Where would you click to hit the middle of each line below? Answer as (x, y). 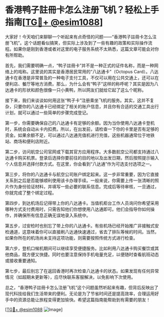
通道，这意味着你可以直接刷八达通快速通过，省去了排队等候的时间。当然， (84, 232)
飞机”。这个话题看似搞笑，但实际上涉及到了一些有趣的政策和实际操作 (79, 43)
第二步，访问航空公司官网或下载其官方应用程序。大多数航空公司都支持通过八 (82, 152)
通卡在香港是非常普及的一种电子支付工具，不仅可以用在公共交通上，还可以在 (82, 78)
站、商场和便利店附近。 (29, 141)
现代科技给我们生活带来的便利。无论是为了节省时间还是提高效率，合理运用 (80, 294)
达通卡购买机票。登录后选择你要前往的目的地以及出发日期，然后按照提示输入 (82, 158)
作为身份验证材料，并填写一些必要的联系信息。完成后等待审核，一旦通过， (84, 186)
